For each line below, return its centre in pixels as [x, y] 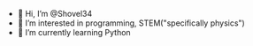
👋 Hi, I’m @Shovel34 [55, 14]
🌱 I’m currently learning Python [74, 32]
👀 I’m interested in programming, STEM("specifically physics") [131, 23]
